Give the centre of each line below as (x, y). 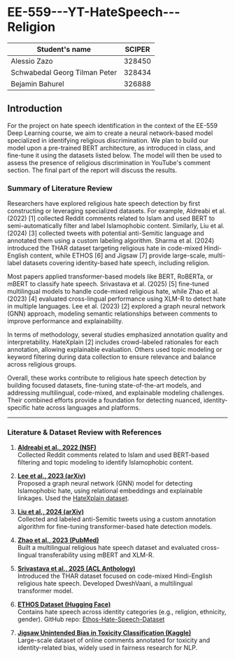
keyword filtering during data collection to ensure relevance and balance (112, 357)
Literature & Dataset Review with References (85, 432)
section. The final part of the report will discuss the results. (92, 170)
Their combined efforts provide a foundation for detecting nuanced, (105, 400)
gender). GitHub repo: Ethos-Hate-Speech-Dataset (91, 619)
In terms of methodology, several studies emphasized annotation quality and (117, 335)
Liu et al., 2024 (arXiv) (51, 512)
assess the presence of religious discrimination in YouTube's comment (109, 162)
